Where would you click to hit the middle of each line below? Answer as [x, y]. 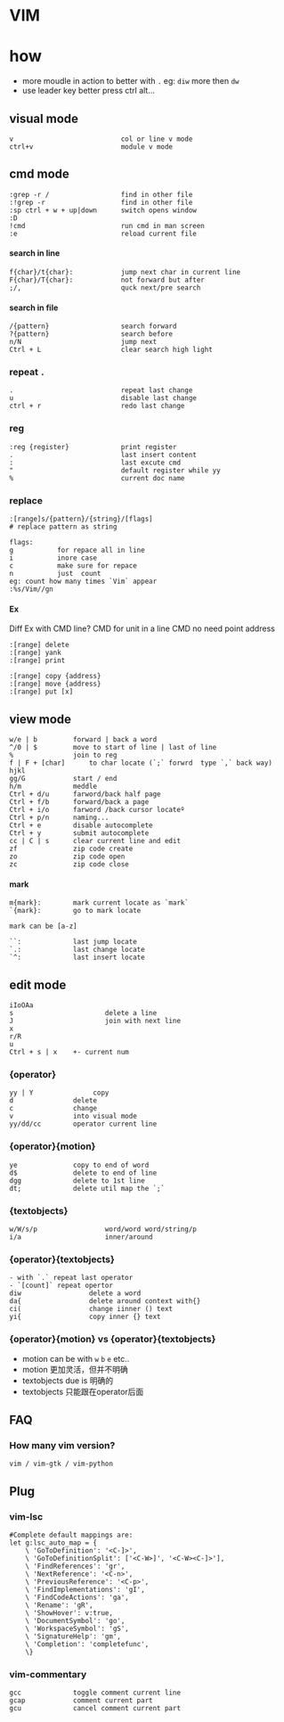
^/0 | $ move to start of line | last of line [113, 748]
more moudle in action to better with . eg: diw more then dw [130, 81]
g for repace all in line [77, 550]
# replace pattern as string [63, 527]
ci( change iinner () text [91, 1309]
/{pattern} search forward [93, 326]
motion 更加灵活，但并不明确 [75, 1369]
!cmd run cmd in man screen [107, 225]
